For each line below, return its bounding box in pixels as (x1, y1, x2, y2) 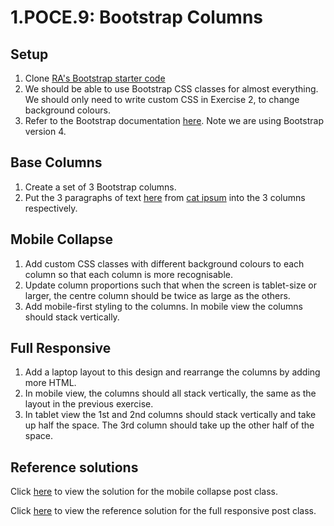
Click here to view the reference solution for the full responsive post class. (10, 505, 317, 517)
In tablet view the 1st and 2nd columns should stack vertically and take (24, 409, 317, 421)
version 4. (24, 126, 67, 137)
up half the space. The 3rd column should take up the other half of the (24, 419, 315, 431)
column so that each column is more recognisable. (24, 268, 233, 280)
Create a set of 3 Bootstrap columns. (24, 181, 177, 193)
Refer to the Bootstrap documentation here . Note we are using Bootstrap (24, 115, 324, 126)
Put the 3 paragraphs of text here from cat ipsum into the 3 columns (24, 191, 306, 203)
